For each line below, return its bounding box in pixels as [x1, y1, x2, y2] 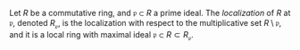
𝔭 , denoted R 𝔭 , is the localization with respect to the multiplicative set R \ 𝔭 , [9, 18, 282, 30]
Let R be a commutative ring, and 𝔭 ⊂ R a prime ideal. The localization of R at [9, 8, 291, 18]
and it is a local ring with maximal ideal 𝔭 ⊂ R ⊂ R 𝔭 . [9, 29, 194, 42]
